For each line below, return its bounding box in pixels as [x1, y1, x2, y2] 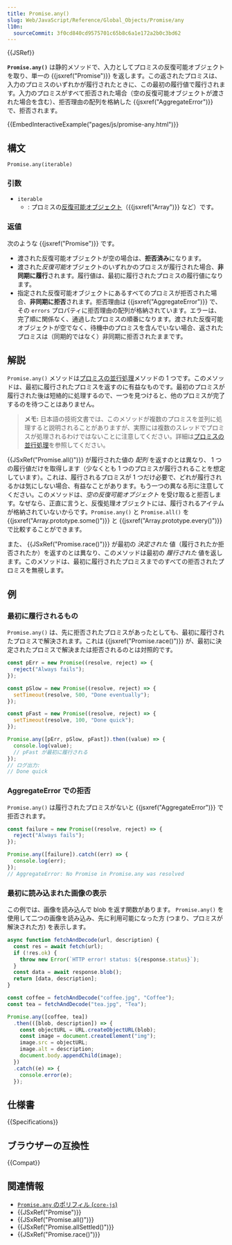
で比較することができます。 [7, 526, 86, 534]
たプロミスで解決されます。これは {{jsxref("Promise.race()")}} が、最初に [7, 637, 216, 645]
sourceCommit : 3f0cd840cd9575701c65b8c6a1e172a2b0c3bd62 [13, 29, 181, 37]
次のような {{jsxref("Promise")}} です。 [7, 239, 118, 247]
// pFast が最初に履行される [13, 749, 88, 756]
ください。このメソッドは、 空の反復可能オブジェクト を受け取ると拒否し [7, 491, 215, 499]
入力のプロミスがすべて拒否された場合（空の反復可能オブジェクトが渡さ [18, 89, 225, 97]
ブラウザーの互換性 [7, 1139, 89, 1151]
